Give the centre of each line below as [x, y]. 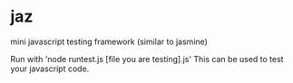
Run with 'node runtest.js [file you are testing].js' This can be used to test [147, 59]
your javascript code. [50, 69]
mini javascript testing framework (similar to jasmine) [109, 41]
